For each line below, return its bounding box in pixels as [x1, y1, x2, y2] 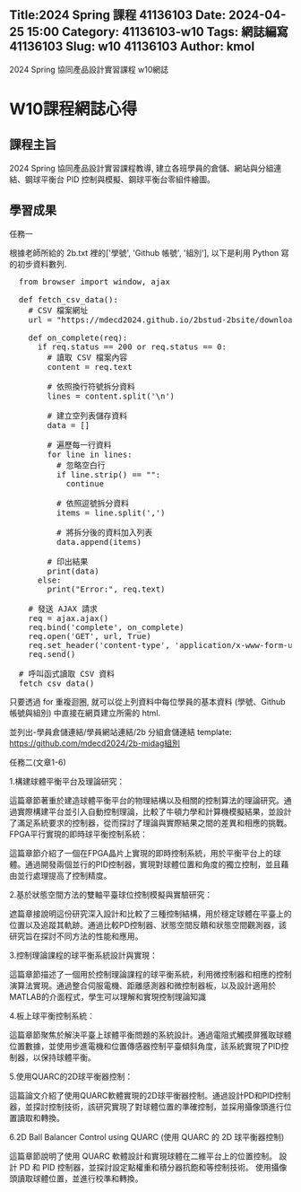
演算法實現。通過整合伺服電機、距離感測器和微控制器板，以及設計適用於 [9, 980, 276, 991]
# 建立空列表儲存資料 [47, 410, 128, 421]
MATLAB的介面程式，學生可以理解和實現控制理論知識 [9, 991, 206, 1002]
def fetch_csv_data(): [18, 294, 118, 304]
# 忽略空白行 [56, 460, 106, 470]
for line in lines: [47, 449, 133, 460]
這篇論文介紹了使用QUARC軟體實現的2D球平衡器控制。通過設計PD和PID [9, 1090, 276, 1100]
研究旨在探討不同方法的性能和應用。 [9, 931, 143, 942]
